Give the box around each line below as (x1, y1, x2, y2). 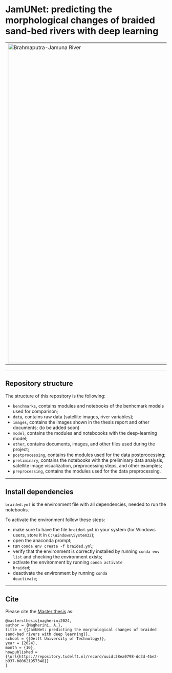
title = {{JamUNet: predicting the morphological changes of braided (5, 627, 157, 633)
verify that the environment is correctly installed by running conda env (12, 548, 160, 554)
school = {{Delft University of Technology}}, (5, 636, 106, 641)
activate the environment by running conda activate (12, 559, 123, 565)
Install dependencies (5, 487, 74, 497)
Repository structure (5, 379, 73, 388)
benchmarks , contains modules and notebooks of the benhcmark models (12, 402, 164, 409)
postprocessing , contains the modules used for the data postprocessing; (12, 452, 166, 458)
